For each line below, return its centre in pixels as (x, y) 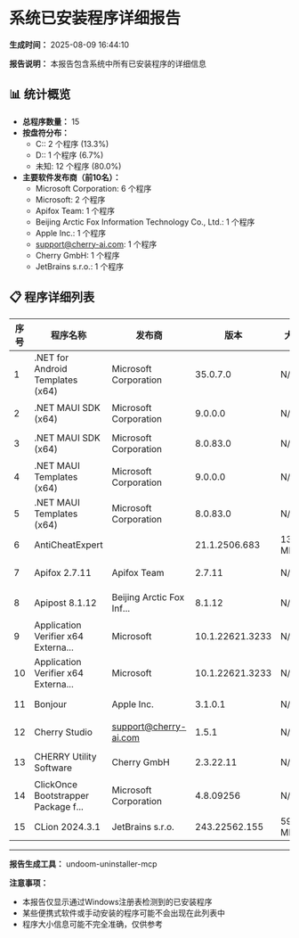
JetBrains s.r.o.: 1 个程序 (80, 266)
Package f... (59, 806)
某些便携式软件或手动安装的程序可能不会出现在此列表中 (123, 913)
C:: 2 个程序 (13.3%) (72, 144)
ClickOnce (56, 784)
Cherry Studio (64, 732)
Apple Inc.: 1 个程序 (71, 233)
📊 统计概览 (40, 95)
